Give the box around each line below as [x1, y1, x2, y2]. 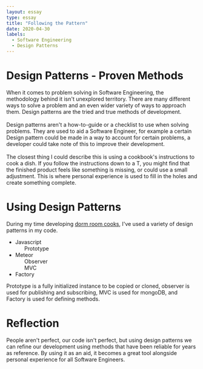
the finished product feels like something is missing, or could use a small [6, 166, 188, 173]
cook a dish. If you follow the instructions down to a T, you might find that [6, 159, 190, 167]
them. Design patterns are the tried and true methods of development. [6, 108, 182, 115]
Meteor [15, 251, 33, 258]
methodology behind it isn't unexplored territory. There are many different [6, 95, 191, 102]
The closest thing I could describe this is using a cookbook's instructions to [6, 153, 195, 161]
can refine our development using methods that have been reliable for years [6, 343, 196, 350]
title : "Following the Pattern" [6, 20, 88, 26]
